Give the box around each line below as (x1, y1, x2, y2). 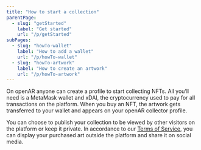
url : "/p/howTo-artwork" (17, 71, 80, 77)
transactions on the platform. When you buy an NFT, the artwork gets (6, 101, 181, 108)
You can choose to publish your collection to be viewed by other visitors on (6, 119, 196, 126)
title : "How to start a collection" (6, 9, 99, 15)
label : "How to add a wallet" (17, 49, 94, 55)
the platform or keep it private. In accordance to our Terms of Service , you (6, 125, 193, 132)
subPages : (6, 37, 32, 43)
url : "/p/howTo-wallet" (17, 54, 78, 60)
